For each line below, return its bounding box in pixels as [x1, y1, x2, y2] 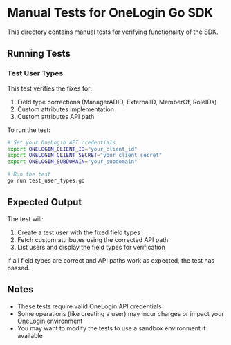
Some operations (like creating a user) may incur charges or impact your [17, 309, 225, 317]
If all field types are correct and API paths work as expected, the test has [7, 256, 215, 264]
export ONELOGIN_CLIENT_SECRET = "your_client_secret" [7, 152, 163, 159]
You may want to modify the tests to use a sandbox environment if [17, 324, 206, 333]
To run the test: [7, 126, 50, 134]
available [17, 331, 43, 339]
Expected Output [7, 196, 82, 208]
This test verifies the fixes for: [7, 84, 92, 93]
